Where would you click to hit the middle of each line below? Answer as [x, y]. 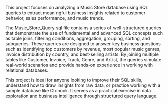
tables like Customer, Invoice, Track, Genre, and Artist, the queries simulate [83, 60]
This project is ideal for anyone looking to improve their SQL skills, [74, 80]
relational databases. [27, 70]
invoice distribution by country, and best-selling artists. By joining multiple [82, 54]
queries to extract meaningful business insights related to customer [75, 13]
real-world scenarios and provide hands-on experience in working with [79, 65]
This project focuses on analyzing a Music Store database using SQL [77, 7]
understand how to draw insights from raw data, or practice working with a [83, 85]
